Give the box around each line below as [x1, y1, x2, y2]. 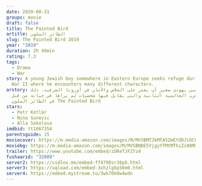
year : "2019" [6, 43, 39, 49]
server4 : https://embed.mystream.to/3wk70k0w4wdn [6, 170, 133, 177]
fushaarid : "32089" [6, 154, 55, 160]
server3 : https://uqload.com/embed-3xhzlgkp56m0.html [6, 165, 144, 171]
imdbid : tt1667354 [6, 126, 52, 132]
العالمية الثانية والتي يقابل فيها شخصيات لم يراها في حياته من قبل [11, 92, 187, 98]
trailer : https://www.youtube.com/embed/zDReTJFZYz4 [6, 148, 141, 154]
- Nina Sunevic [11, 115, 50, 121]
